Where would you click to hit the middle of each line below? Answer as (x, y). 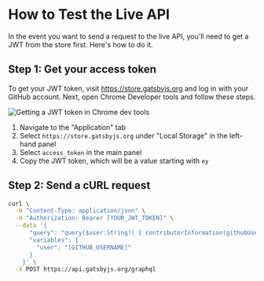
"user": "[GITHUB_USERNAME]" (84, 247)
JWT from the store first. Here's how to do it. (81, 44)
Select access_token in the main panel (81, 152)
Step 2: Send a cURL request (79, 185)
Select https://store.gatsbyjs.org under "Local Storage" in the (123, 135)
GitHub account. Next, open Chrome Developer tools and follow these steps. (132, 97)
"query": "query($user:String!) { (86, 233)
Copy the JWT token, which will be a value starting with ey (114, 161)
